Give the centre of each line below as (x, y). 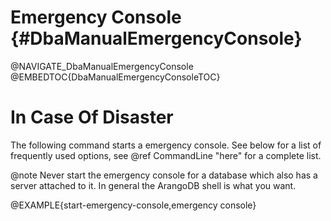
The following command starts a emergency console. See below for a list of (166, 145)
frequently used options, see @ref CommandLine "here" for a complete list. (166, 155)
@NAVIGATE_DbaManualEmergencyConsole (102, 66)
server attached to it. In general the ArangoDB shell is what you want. (153, 185)
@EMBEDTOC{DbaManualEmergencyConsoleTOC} (115, 77)
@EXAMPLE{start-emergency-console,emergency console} (133, 205)
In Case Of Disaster (92, 117)
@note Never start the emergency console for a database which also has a (164, 175)
